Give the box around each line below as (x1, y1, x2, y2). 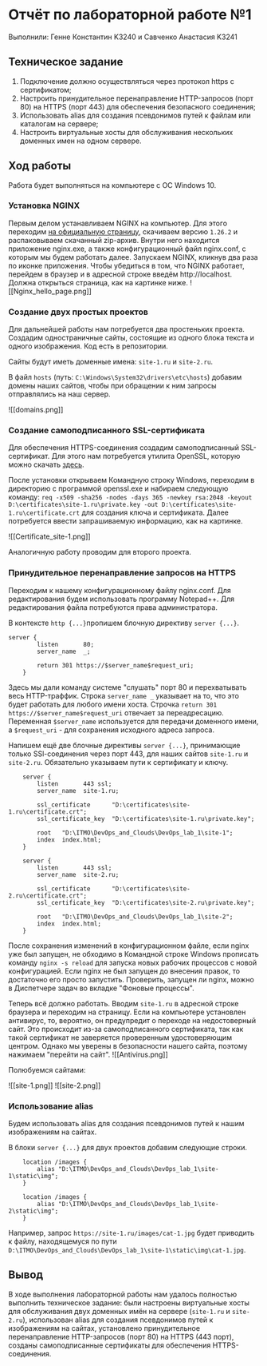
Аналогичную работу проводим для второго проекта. (8, 548, 191, 557)
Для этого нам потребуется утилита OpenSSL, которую (51, 452, 241, 461)
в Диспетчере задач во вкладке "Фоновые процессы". (8, 983, 194, 993)
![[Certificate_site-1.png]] (8, 532, 91, 541)
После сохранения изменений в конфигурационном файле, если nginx (8, 941, 249, 950)
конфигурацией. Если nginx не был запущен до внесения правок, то (8, 966, 241, 976)
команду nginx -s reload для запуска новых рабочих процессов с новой (8, 958, 257, 967)
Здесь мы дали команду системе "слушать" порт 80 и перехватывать (8, 682, 247, 692)
